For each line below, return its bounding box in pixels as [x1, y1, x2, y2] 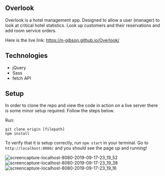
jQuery [12, 64, 26, 71]
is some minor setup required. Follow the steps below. [5, 108, 115, 114]
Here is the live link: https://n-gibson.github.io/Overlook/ [5, 37, 120, 43]
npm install [5, 131, 30, 136]
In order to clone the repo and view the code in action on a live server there [5, 102, 158, 108]
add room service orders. [5, 27, 57, 34]
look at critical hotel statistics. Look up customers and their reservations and [5, 22, 160, 28]
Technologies [5, 51, 48, 60]
